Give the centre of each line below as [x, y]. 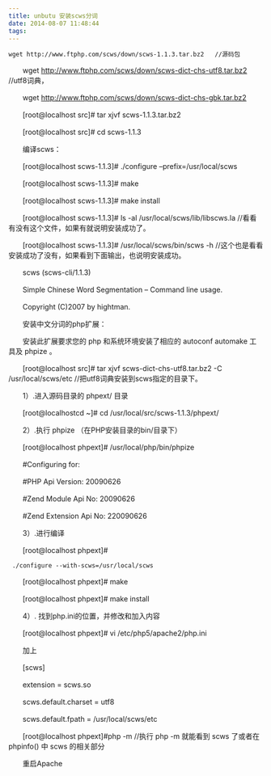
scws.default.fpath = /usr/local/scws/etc [90, 719]
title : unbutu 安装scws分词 [53, 16]
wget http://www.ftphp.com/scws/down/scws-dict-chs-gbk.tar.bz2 [134, 98]
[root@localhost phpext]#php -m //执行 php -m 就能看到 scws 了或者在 [141, 736]
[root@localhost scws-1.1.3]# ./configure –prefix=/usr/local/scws [130, 167]
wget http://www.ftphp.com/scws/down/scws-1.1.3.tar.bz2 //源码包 [125, 55]
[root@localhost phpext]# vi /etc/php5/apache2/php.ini [115, 633]
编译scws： [42, 150]
